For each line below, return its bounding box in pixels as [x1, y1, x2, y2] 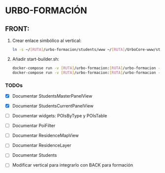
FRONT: [5, 25, 30, 33]
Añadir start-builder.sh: [12, 56, 60, 62]
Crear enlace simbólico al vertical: [12, 37, 82, 43]
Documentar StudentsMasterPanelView [12, 93, 93, 99]
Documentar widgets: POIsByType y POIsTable [12, 113, 107, 119]
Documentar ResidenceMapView [12, 133, 79, 138]
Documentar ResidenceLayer [12, 142, 71, 148]
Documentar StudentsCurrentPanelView [12, 103, 94, 108]
